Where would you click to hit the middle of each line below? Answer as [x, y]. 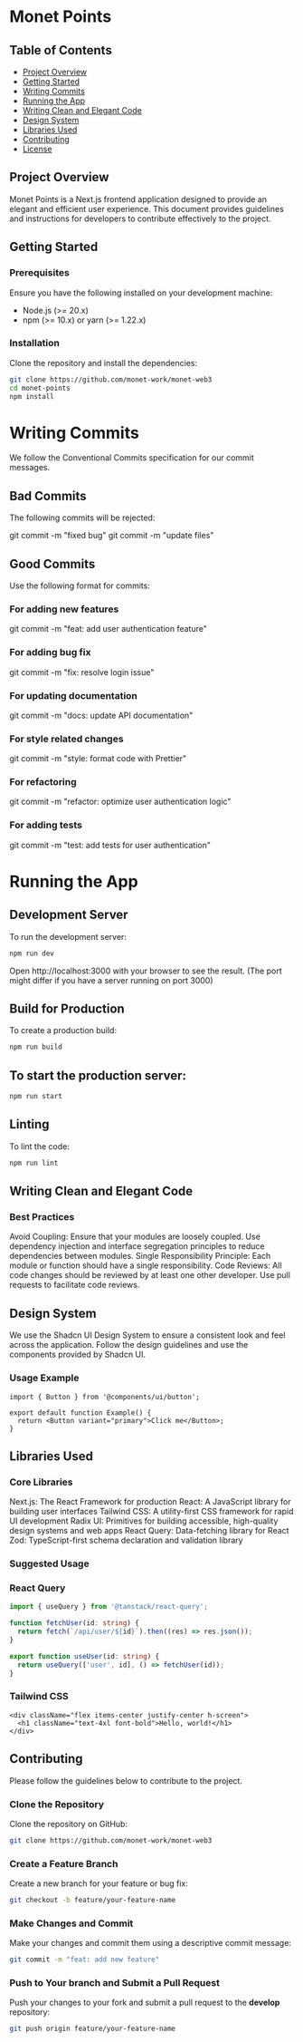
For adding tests [46, 825]
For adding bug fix [50, 653]
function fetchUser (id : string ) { [75, 1623]
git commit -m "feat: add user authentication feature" [109, 629]
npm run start [36, 1097]
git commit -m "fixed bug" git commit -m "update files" [112, 536]
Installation [35, 344]
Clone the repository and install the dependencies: [104, 363]
